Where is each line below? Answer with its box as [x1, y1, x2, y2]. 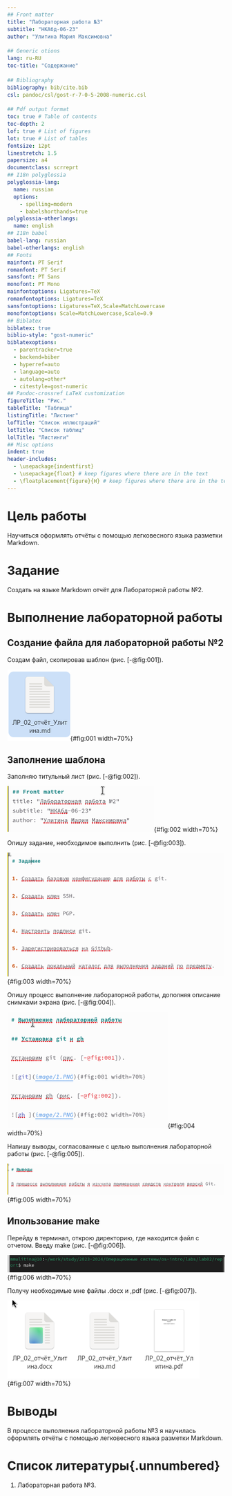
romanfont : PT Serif [7, 266, 67, 273]
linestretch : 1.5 [7, 149, 57, 157]
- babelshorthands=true [19, 208, 88, 215]
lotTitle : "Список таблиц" [7, 426, 85, 433]
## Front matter [7, 11, 54, 18]
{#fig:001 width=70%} [70, 734, 133, 742]
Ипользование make [7, 1215, 100, 1227]
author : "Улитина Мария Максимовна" [7, 33, 113, 40]
